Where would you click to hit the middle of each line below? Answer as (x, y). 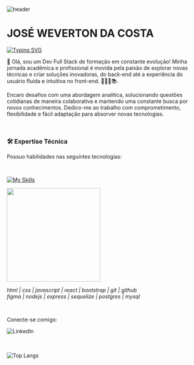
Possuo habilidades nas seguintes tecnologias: (64, 157)
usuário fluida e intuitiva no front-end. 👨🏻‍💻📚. (63, 81)
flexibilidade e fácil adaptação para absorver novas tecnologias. (85, 114)
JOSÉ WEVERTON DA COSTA (80, 34)
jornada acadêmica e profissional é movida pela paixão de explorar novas (97, 68)
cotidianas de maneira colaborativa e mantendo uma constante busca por (98, 101)
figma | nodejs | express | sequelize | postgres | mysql (73, 297)
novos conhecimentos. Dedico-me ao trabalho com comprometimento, (94, 107)
